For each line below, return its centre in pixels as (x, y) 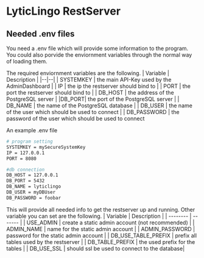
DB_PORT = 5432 (26, 181)
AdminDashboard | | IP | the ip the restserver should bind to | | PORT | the (98, 86)
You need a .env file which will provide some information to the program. (97, 48)
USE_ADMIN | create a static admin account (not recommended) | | (111, 222)
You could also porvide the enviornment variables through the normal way (99, 55)
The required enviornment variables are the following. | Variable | (88, 73)
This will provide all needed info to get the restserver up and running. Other (101, 209)
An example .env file (32, 130)
